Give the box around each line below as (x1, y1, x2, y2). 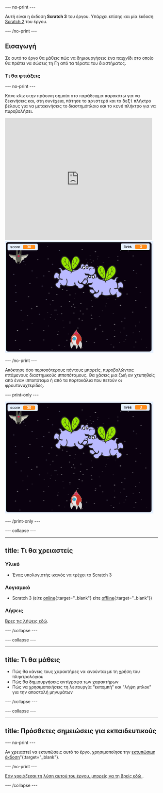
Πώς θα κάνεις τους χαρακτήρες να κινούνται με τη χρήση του (12, 669, 140, 674)
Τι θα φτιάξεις (5, 72, 41, 79)
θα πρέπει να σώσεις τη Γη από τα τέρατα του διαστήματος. (5, 60, 127, 66)
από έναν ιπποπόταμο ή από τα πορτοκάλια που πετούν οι (5, 378, 122, 383)
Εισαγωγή (5, 42, 36, 51)
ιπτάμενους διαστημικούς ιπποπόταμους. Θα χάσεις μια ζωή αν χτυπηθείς (5, 372, 155, 378)
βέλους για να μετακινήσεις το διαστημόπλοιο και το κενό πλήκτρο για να (5, 103, 156, 109)
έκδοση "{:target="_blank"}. (5, 754, 60, 760)
